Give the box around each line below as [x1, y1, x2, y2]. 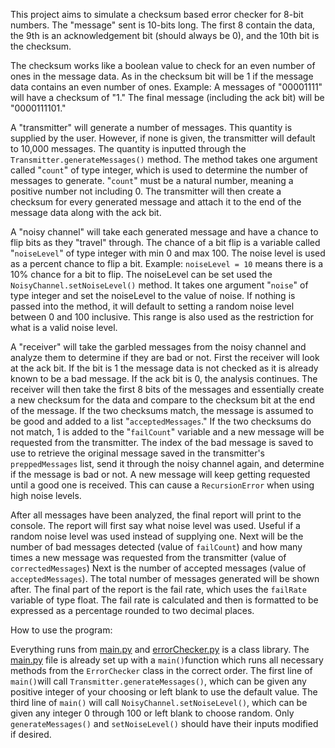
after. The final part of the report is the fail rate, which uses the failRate [10, 584, 307, 595]
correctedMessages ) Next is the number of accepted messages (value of [10, 562, 307, 574]
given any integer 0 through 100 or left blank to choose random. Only [10, 707, 295, 719]
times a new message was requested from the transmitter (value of [10, 552, 287, 563]
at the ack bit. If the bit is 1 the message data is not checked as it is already [10, 362, 319, 374]
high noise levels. [10, 490, 82, 501]
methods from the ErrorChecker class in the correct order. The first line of [10, 665, 313, 676]
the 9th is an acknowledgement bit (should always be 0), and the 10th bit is [10, 30, 320, 41]
